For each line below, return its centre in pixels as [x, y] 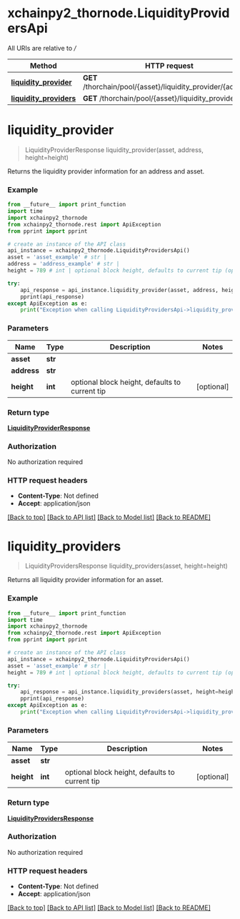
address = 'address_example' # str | [64, 264]
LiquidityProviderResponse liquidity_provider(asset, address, [114, 150]
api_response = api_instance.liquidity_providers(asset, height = [120, 692]
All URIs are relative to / [42, 48]
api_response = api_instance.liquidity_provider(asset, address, [120, 290]
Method [43, 66]
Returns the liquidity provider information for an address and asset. [106, 171]
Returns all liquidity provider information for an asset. [85, 580]
